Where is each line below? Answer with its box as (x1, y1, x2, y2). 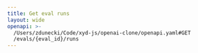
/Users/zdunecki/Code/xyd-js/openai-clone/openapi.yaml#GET (13, 29, 191, 36)
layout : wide (7, 17, 45, 23)
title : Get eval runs (7, 10, 70, 17)
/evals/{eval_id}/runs (13, 36, 79, 43)
